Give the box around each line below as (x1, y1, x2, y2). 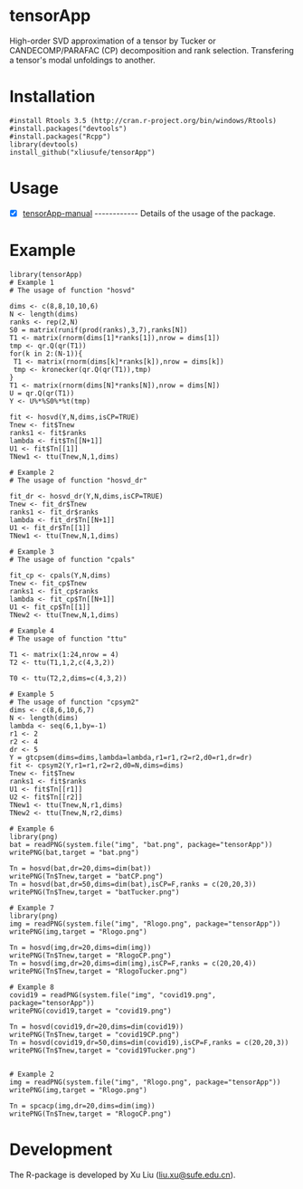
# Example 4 (9, 626, 54, 635)
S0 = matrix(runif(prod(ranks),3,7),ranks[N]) (9, 325, 188, 335)
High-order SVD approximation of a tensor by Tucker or (9, 35, 216, 46)
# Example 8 (9, 983, 54, 992)
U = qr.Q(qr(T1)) (9, 388, 75, 398)
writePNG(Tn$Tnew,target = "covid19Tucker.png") (9, 1046, 196, 1055)
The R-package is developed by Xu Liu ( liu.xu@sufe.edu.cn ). (9, 1169, 236, 1180)
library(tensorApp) (9, 270, 83, 279)
